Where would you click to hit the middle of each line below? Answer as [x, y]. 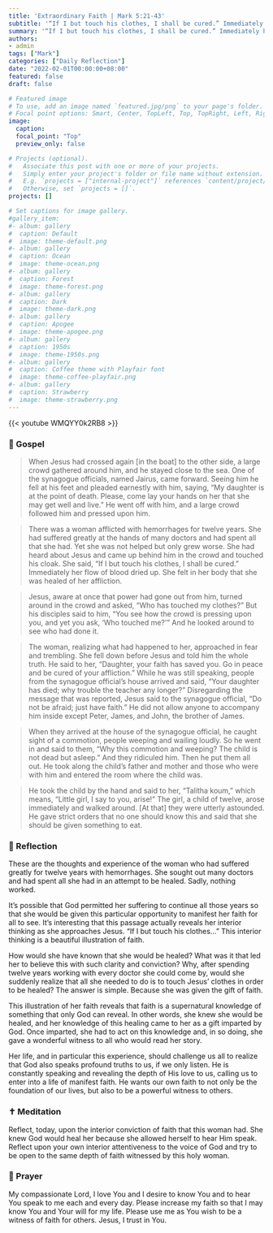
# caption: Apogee [41, 324]
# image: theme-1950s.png [54, 354]
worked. [22, 889]
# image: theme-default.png [58, 241]
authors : [23, 39]
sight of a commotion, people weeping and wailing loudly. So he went [145, 740]
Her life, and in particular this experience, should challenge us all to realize [133, 1056]
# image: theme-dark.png [52, 309]
